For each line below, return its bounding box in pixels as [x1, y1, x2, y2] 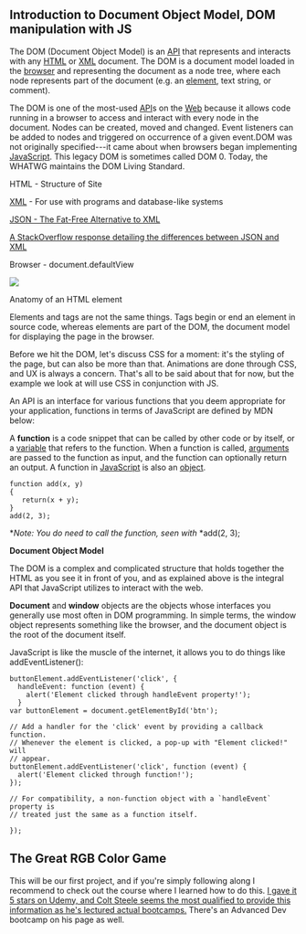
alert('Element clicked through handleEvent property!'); [26, 690, 251, 699]
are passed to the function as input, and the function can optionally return [9, 451, 288, 462]
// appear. [9, 754, 51, 763]
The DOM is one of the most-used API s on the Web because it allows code [9, 102, 291, 113]
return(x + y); [21, 495, 79, 504]
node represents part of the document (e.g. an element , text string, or [9, 75, 272, 86]
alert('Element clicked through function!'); [17, 769, 195, 780]
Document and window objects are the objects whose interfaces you [9, 600, 271, 610]
